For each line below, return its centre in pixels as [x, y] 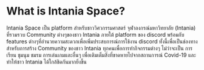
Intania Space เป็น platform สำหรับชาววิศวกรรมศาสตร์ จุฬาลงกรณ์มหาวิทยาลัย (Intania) [101, 28]
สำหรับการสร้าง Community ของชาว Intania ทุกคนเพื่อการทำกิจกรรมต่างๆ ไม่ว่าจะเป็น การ [100, 48]
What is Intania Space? [66, 11]
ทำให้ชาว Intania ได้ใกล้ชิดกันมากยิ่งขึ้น [46, 62]
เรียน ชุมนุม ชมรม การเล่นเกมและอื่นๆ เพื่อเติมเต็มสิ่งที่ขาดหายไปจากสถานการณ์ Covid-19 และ [101, 55]
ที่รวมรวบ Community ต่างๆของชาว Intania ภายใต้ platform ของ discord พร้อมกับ [95, 34]
